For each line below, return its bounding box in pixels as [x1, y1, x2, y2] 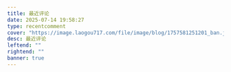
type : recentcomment [7, 23, 67, 29]
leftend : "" [7, 42, 41, 49]
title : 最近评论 [7, 10, 49, 17]
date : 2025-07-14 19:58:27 [7, 16, 85, 23]
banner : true [7, 55, 45, 62]
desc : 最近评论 [7, 36, 47, 43]
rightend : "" [7, 49, 45, 56]
